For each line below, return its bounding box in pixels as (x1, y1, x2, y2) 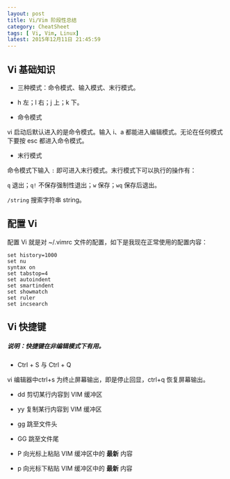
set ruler (7, 294, 36, 301)
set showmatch (7, 288, 49, 295)
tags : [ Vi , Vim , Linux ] (7, 29, 79, 37)
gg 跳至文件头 (17, 420, 58, 428)
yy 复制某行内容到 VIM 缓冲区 (17, 405, 102, 414)
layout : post (7, 10, 45, 17)
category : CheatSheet (7, 23, 70, 30)
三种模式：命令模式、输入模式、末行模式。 (17, 83, 140, 91)
